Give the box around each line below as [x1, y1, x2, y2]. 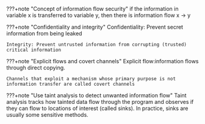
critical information [6, 47, 62, 53]
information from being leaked [6, 30, 82, 37]
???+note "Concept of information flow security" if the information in [6, 5, 179, 12]
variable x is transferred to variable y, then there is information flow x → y [6, 12, 191, 19]
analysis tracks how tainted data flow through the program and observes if [6, 98, 194, 105]
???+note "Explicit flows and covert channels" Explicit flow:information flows [6, 58, 199, 64]
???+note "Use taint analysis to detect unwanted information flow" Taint [6, 92, 187, 99]
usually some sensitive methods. [6, 111, 88, 118]
